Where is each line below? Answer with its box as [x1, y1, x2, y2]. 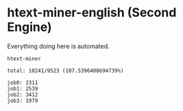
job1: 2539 [7, 85, 38, 92]
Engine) [7, 19, 53, 35]
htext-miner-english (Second [7, 5, 177, 21]
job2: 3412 [7, 91, 38, 98]
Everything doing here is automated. [7, 42, 110, 50]
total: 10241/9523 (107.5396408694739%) [7, 67, 125, 74]
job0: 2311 [7, 79, 38, 86]
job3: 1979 [7, 97, 38, 104]
